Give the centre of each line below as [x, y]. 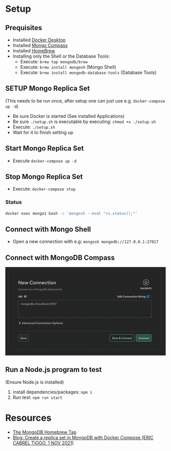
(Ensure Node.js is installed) [35, 382]
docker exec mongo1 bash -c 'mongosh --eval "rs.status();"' [72, 213]
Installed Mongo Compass [40, 45]
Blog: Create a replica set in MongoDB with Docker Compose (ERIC [83, 437]
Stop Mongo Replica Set [44, 177]
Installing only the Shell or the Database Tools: [61, 56]
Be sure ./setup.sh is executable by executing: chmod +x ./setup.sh [84, 121]
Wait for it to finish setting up [43, 132]
